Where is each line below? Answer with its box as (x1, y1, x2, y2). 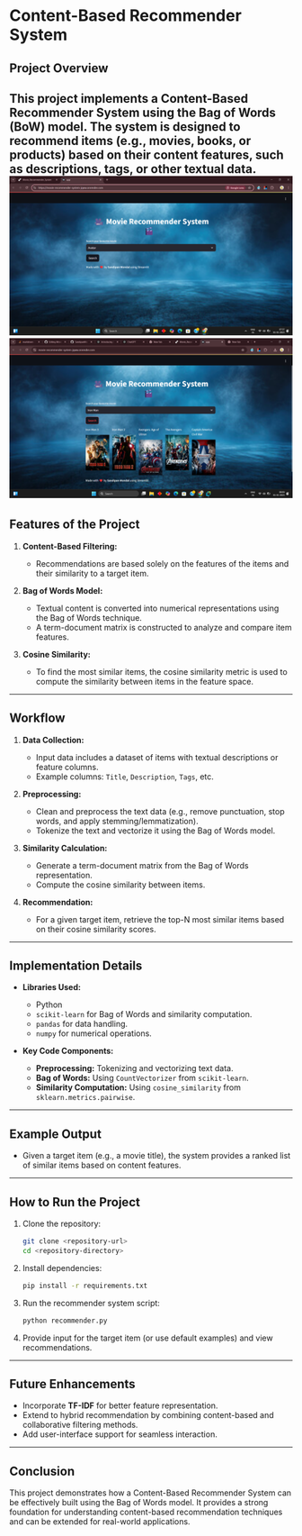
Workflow (9, 711, 66, 726)
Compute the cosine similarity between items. (35, 879, 206, 890)
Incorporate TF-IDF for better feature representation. (22, 1400, 218, 1411)
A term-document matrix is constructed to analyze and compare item (35, 622, 292, 632)
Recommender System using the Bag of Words (9, 105, 277, 120)
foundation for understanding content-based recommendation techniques (9, 1506, 283, 1518)
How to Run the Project (9, 1195, 141, 1210)
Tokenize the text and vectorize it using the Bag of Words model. (35, 825, 276, 836)
